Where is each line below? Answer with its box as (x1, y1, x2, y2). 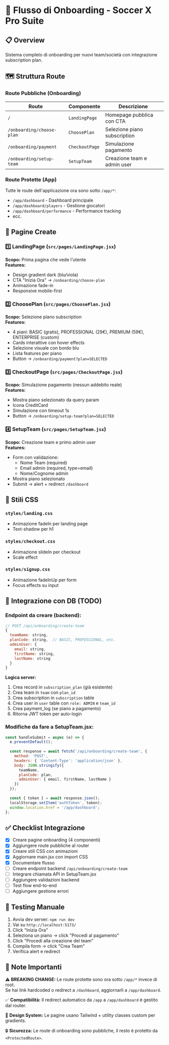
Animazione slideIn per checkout (12, 549, 81, 555)
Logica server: (5, 674, 36, 680)
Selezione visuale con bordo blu (12, 344, 79, 351)
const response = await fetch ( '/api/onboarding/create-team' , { (10, 749, 147, 754)
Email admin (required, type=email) (20, 465, 93, 471)
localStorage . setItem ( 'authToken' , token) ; (10, 800, 102, 805)
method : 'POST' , (14, 754, 49, 759)
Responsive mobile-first (12, 288, 62, 294)
